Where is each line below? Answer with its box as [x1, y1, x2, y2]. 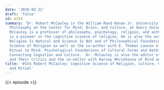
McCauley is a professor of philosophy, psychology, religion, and [9, 30, 150, 35]
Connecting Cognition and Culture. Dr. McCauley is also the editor [9, 52, 154, 57]
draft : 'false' [5, 12, 36, 17]
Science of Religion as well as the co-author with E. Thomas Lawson [9, 43, 154, 48]
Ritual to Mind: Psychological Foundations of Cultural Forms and [9, 48, 147, 53]
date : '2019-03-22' [5, 7, 45, 12]
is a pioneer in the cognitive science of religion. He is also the [9, 35, 152, 39]
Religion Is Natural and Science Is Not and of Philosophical [9, 39, 139, 44]
